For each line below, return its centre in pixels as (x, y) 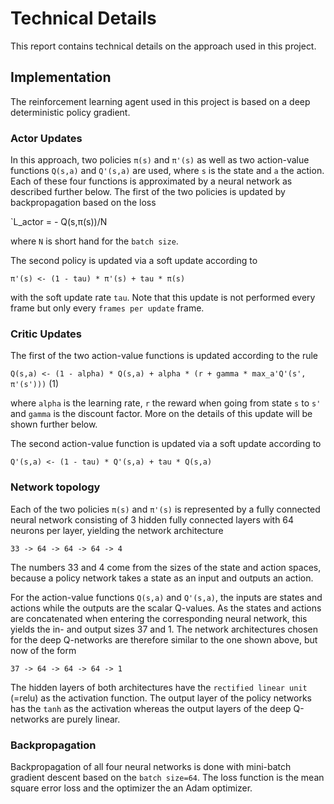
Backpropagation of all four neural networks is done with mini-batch (151, 766)
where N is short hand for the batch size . (94, 241)
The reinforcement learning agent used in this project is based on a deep (160, 101)
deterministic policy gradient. (70, 112)
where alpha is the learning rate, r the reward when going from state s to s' (166, 403)
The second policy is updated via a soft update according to (134, 261)
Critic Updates (46, 334)
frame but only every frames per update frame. (107, 308)
